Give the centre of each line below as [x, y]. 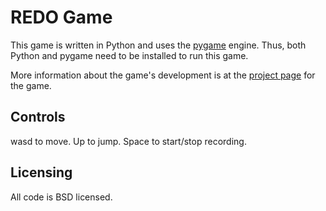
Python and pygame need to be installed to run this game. [129, 55]
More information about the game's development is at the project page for [163, 75]
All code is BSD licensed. [61, 197]
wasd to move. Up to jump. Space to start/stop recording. [128, 141]
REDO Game [61, 17]
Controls [38, 117]
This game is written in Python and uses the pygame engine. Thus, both [158, 45]
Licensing [41, 172]
